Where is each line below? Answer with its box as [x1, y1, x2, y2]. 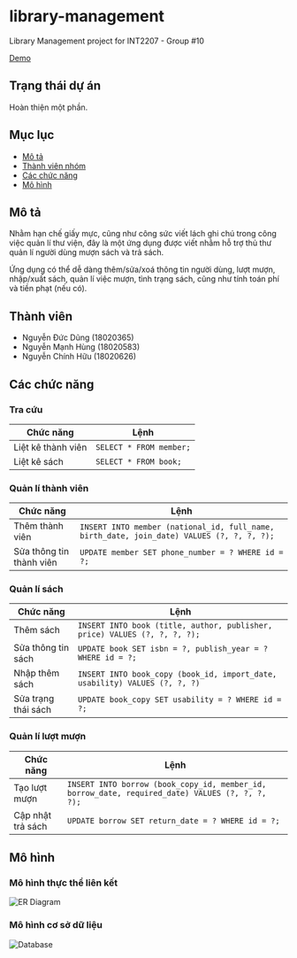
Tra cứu [9, 403, 43, 415]
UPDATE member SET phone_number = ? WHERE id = [79, 547, 285, 558]
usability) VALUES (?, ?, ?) [78, 678, 201, 688]
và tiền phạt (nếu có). [9, 283, 88, 294]
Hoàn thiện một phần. [9, 102, 88, 112]
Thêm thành [13, 520, 65, 532]
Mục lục [9, 127, 55, 143]
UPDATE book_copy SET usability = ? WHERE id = [78, 695, 282, 705]
